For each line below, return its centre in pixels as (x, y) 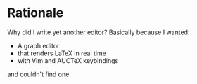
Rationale (36, 13)
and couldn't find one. (39, 74)
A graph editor (38, 45)
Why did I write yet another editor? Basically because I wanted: (99, 32)
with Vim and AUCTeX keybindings (68, 60)
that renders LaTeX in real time (62, 53)
